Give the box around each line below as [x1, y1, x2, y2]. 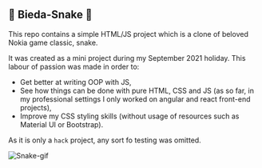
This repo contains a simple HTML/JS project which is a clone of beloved [8, 29, 249, 38]
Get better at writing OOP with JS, [19, 77, 132, 86]
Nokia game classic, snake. [8, 38, 98, 47]
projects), [19, 102, 52, 112]
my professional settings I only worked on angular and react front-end [19, 94, 251, 104]
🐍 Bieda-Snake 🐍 [8, 8, 93, 22]
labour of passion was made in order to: [8, 62, 140, 71]
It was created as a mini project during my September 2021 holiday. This [8, 53, 246, 62]
